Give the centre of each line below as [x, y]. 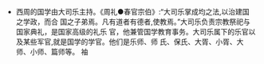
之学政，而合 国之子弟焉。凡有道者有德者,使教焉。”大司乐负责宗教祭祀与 [133, 22]
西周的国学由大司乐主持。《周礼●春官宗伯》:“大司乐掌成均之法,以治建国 [132, 12]
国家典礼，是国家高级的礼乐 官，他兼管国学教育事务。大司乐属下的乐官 [132, 32]
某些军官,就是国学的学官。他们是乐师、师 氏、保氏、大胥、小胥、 [130, 42]
